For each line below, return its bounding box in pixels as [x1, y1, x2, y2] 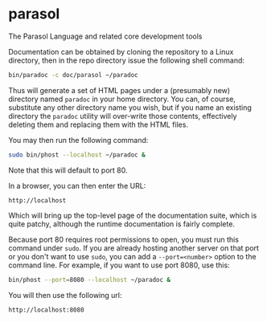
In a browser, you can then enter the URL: [8, 181, 146, 190]
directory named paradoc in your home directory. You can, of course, [8, 94, 236, 104]
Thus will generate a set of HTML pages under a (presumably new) [8, 85, 231, 95]
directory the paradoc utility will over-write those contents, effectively [8, 111, 237, 120]
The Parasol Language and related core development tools [8, 31, 203, 41]
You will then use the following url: [8, 290, 122, 300]
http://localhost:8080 [8, 306, 84, 314]
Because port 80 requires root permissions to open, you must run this [8, 234, 240, 244]
